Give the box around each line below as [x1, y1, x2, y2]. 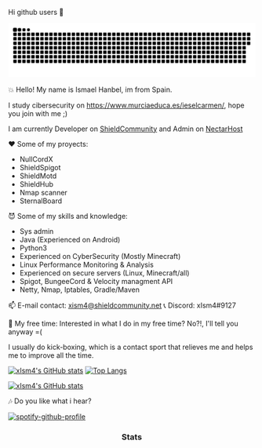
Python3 [19, 243, 47, 253]
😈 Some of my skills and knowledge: [8, 211, 128, 220]
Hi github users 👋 [8, 8, 64, 16]
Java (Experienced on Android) [19, 235, 121, 244]
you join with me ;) [8, 108, 68, 118]
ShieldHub [19, 179, 53, 188]
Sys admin [19, 226, 54, 235]
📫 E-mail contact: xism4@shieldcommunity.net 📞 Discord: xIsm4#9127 [8, 300, 237, 310]
